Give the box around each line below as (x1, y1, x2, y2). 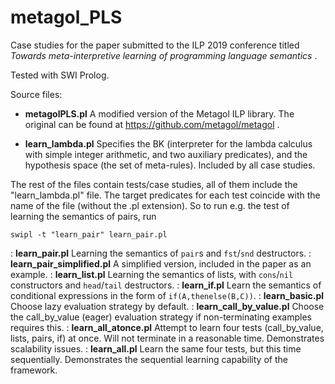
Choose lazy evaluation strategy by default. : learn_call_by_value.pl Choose (10, 300, 325, 312)
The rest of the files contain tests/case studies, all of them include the (10, 178, 298, 190)
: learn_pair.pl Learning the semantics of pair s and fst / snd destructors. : (10, 247, 312, 259)
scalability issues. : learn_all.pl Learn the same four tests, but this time (10, 342, 302, 355)
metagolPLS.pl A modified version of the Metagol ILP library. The (24, 107, 295, 120)
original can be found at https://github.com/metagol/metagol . (24, 118, 280, 130)
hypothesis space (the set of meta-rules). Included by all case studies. (24, 159, 316, 171)
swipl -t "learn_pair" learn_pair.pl (10, 229, 168, 240)
